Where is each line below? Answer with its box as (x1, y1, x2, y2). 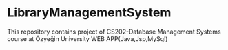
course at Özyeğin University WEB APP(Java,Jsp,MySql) (7, 34, 168, 42)
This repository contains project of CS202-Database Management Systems (7, 27, 222, 36)
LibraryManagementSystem (7, 5, 172, 21)
